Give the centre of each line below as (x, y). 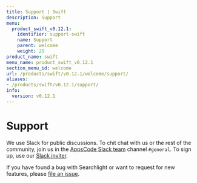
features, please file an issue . (43, 173)
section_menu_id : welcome (39, 68)
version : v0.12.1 (34, 96)
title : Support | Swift (36, 12)
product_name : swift (32, 57)
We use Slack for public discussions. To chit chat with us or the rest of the (99, 143)
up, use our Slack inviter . (37, 155)
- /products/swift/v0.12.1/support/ (52, 85)
